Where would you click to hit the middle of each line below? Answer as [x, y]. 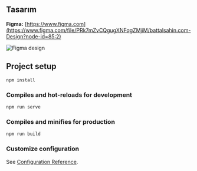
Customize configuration [43, 149]
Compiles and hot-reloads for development [69, 95]
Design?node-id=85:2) [34, 36]
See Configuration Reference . [42, 162]
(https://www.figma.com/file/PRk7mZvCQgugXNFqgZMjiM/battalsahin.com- [98, 30]
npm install [21, 80]
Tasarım [22, 10]
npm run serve [24, 107]
